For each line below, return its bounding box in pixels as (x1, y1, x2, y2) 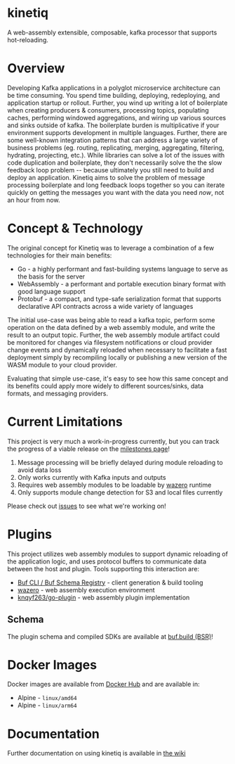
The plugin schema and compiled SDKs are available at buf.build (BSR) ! (7, 632, 214, 641)
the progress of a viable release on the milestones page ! (7, 445, 170, 453)
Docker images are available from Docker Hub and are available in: (7, 680, 200, 689)
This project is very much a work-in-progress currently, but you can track (7, 437, 220, 445)
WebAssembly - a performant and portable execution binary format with (17, 279, 227, 288)
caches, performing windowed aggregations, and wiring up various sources (7, 113, 227, 122)
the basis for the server (17, 272, 86, 281)
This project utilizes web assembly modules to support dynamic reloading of (7, 549, 228, 558)
